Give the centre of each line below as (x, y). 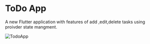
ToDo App (26, 8)
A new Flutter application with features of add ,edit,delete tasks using (75, 22)
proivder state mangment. (31, 27)
